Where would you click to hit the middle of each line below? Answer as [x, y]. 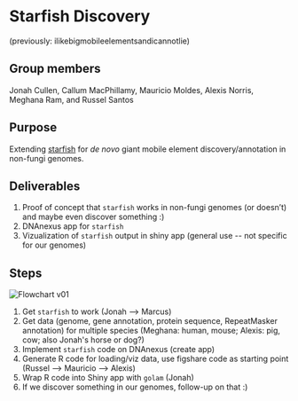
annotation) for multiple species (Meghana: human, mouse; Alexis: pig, [151, 331]
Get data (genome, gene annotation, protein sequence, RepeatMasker [149, 321]
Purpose [33, 127]
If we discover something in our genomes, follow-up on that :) [135, 387]
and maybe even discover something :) [93, 217]
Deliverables [45, 186]
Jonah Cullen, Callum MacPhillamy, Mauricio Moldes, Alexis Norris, [132, 90]
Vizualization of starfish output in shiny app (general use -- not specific [154, 236]
